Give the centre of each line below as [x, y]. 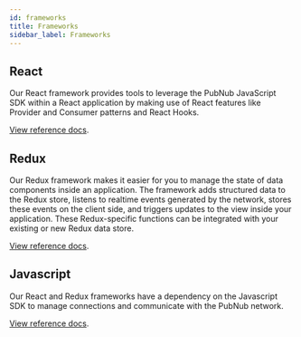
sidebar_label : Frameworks [60, 34]
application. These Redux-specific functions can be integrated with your [144, 219]
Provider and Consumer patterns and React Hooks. [104, 112]
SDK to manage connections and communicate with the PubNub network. [147, 305]
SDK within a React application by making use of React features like [135, 103]
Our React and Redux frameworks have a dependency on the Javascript [144, 296]
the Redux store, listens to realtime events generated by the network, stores [150, 199]
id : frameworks [38, 18]
